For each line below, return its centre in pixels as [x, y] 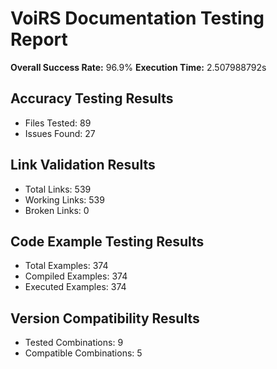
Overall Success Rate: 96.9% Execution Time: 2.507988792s [138, 67]
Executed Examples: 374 [75, 287]
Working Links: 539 [64, 199]
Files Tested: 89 [58, 123]
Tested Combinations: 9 [74, 343]
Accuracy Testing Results [92, 98]
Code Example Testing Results [107, 241]
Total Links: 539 [58, 189]
